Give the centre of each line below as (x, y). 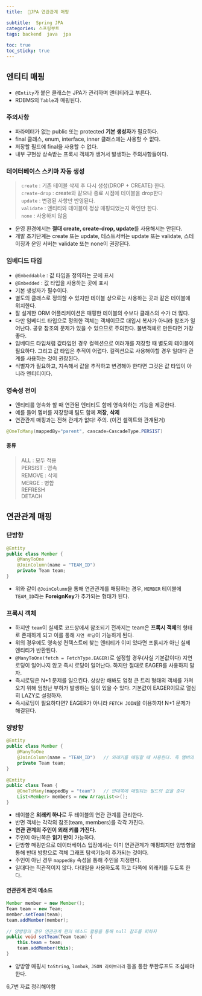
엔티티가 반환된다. (36, 651)
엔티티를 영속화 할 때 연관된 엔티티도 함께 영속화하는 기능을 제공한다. (95, 405)
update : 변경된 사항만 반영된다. (58, 201)
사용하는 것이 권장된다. (53, 358)
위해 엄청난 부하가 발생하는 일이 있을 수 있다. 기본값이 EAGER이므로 (106, 688)
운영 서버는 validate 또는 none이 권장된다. (81, 244)
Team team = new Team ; (35, 909)
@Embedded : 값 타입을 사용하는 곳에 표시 (62, 283)
